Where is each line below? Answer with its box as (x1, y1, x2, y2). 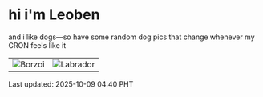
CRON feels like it (8, 40, 67, 50)
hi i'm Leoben (8, 6, 100, 24)
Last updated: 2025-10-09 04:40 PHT (8, 79, 134, 89)
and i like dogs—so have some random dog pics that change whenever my (8, 32, 255, 42)
